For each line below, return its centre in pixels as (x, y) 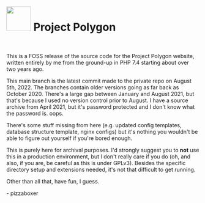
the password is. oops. (35, 113)
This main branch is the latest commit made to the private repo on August (99, 81)
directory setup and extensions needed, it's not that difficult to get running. (101, 169)
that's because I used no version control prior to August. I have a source (97, 100)
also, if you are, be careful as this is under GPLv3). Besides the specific (96, 163)
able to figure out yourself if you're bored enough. (69, 138)
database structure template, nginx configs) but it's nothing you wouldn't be (102, 131)
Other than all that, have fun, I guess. (53, 181)
